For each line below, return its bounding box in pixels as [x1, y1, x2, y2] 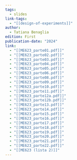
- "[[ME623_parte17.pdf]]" [9, 120, 64, 125]
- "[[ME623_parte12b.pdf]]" [9, 98, 67, 103]
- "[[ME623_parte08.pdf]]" [9, 75, 64, 80]
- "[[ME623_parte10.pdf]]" [9, 84, 64, 89]
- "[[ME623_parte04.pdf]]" [9, 61, 64, 66]
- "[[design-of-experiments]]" [9, 20, 73, 26]
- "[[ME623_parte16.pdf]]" [9, 116, 64, 121]
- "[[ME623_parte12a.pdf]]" [9, 93, 67, 98]
